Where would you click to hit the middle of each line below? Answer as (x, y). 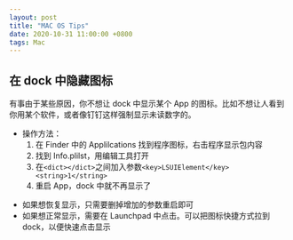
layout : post (33, 17)
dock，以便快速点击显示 (66, 227)
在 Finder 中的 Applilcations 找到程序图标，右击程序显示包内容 (149, 145)
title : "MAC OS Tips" (49, 26)
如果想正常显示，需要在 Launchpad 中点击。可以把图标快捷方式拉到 (146, 216)
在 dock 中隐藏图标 (61, 80)
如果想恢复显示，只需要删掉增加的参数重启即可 (107, 204)
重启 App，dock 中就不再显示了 (93, 186)
